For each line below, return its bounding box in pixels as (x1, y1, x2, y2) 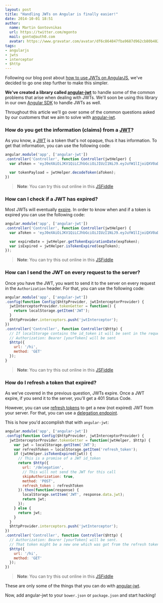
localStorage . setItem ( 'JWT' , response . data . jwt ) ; (22, 492, 125, 497)
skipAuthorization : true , (22, 474, 75, 479)
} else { (14, 506, 32, 510)
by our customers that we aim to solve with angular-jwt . (5, 114, 116, 120)
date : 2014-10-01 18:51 (5, 16, 53, 21)
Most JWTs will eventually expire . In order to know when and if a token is (5, 207, 151, 212)
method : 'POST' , (22, 478, 55, 484)
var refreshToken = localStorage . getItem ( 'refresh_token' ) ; (14, 447, 138, 452)
